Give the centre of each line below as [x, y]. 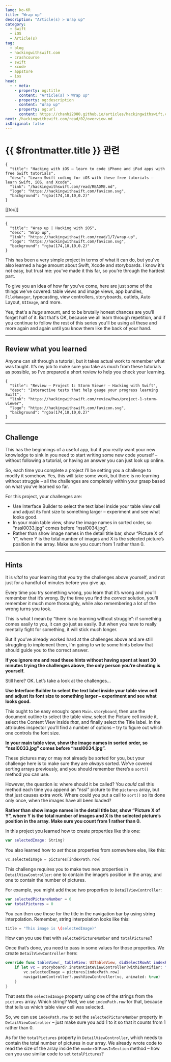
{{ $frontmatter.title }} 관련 [62, 150]
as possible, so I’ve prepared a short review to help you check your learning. [85, 372]
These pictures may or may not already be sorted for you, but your [75, 758]
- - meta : [20, 86]
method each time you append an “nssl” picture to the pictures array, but [82, 789]
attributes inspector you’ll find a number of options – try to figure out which [84, 727]
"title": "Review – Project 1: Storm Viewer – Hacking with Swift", [84, 386]
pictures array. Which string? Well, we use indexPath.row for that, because [84, 1001]
